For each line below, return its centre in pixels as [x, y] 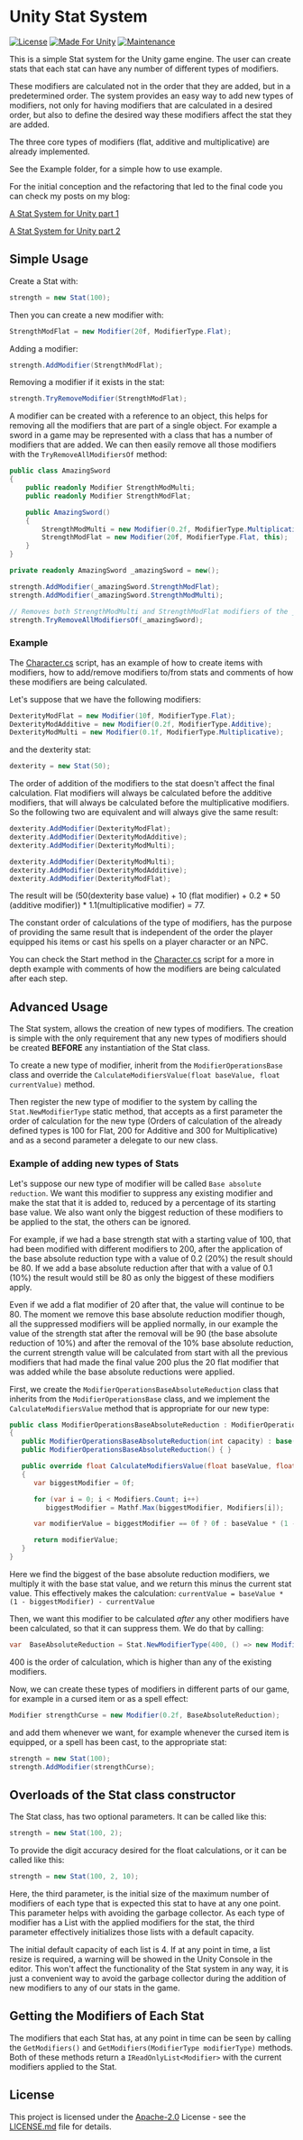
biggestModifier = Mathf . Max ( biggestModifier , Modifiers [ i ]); [165, 1508]
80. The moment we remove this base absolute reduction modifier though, [147, 1314]
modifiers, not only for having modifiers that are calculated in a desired [141, 105]
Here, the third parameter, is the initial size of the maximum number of [139, 1893]
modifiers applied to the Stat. [63, 2066]
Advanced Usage [59, 1007]
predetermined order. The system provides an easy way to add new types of [151, 96]
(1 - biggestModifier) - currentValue [82, 1602]
